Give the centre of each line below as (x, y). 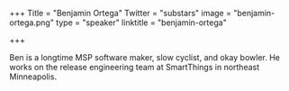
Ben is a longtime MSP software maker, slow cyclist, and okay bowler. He (145, 57)
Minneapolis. (33, 77)
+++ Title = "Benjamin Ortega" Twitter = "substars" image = (121, 13)
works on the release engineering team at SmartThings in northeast (135, 67)
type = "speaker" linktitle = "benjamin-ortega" (141, 23)
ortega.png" (32, 23)
